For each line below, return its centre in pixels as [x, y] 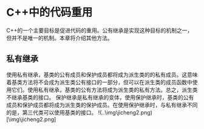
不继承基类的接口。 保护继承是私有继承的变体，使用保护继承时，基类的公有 [100, 97]
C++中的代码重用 [49, 12]
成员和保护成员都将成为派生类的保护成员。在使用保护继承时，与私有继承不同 [102, 105]
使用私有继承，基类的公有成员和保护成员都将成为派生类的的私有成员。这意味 [102, 74]
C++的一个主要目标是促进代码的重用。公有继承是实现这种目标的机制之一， [100, 30]
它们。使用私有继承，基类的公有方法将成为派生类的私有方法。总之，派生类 [104, 90]
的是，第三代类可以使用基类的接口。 [52, 112]
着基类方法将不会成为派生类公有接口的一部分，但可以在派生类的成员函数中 [99, 82]
